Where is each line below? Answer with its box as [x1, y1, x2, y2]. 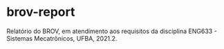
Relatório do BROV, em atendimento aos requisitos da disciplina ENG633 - [6, 27, 217, 35]
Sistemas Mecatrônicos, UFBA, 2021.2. [6, 34, 118, 42]
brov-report [6, 4, 75, 20]
